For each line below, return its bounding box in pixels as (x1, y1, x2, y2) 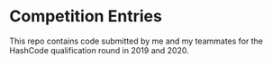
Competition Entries (9, 6, 162, 27)
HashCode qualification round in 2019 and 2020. (9, 44, 189, 55)
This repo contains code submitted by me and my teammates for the (9, 36, 264, 46)
